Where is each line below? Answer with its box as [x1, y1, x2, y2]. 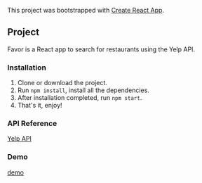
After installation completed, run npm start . [17, 94, 142, 102]
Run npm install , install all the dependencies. [17, 86, 149, 94]
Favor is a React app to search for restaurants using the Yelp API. [7, 45, 195, 53]
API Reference [7, 119, 58, 129]
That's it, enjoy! [17, 101, 62, 110]
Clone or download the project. [17, 79, 107, 87]
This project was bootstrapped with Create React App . [7, 6, 165, 14]
